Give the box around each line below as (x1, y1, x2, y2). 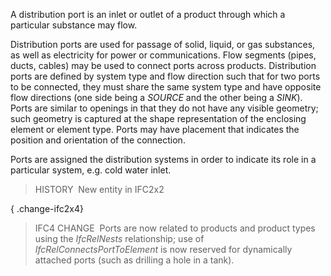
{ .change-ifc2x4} (10, 203, 84, 214)
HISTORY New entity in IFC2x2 (34, 184, 165, 195)
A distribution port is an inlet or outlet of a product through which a (10, 9, 286, 20)
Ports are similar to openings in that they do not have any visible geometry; (10, 102, 319, 114)
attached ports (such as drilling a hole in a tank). (34, 254, 235, 266)
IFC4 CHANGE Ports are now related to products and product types (34, 222, 316, 234)
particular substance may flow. (10, 19, 138, 31)
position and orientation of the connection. (10, 134, 186, 146)
